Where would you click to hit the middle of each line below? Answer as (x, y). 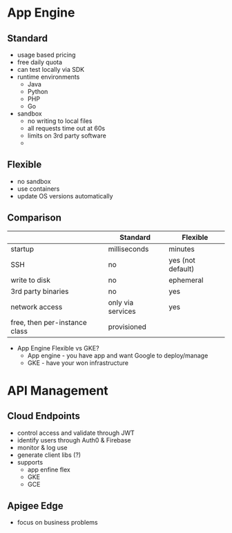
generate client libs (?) (49, 455)
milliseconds (128, 249)
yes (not (182, 260)
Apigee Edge (35, 506)
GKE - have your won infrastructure (78, 363)
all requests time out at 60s (66, 128)
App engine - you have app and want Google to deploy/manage (118, 355)
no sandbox (34, 181)
